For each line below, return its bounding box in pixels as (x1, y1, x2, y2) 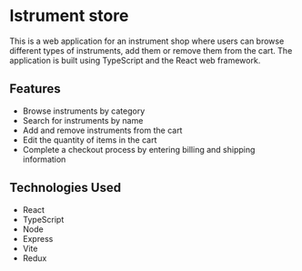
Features (9, 81, 61, 96)
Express (22, 233, 54, 244)
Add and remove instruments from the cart (22, 125, 183, 135)
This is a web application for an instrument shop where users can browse (9, 35, 285, 46)
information (22, 154, 66, 165)
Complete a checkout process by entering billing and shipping (22, 144, 256, 155)
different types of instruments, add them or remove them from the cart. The (9, 45, 293, 55)
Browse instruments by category (22, 105, 146, 116)
